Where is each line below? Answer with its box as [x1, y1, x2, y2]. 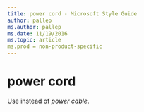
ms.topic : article [7, 37, 61, 44]
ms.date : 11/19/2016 [7, 30, 68, 37]
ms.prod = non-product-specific [7, 43, 102, 50]
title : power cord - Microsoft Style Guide [7, 10, 138, 18]
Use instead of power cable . [7, 97, 90, 105]
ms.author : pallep [7, 23, 61, 30]
